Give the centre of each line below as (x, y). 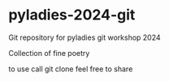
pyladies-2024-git (72, 15)
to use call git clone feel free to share (71, 69)
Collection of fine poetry (49, 53)
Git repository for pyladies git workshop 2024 (84, 37)
